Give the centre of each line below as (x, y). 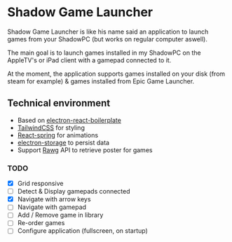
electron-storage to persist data (63, 142)
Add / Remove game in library (60, 215)
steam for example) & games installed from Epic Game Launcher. (101, 81)
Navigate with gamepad (52, 207)
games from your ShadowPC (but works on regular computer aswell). (108, 39)
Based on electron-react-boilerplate (69, 120)
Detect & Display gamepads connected (74, 191)
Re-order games (41, 223)
